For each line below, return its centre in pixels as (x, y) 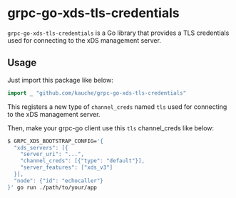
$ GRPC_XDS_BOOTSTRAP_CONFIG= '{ (55, 141)
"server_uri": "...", (52, 155)
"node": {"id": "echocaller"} (58, 181)
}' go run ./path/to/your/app (52, 187)
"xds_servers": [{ (41, 147)
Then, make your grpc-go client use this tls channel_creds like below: (111, 128)
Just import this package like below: (61, 80)
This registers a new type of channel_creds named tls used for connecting (117, 106)
